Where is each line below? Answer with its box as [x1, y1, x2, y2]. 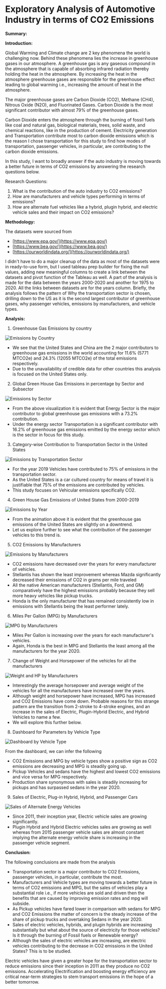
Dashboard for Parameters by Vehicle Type [12, 729, 101, 735]
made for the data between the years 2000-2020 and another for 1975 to [5, 279, 154, 285]
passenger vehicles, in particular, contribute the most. [12, 874, 123, 880]
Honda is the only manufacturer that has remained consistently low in [12, 598, 155, 604]
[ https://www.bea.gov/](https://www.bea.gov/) [12, 243, 108, 249]
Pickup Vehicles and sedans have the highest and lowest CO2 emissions [12, 768, 161, 774]
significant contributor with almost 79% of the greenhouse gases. [5, 107, 139, 113]
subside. [12, 900, 30, 906]
